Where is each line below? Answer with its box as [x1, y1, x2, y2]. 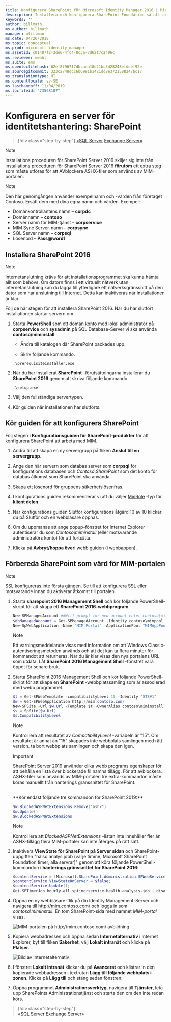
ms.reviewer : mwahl [5, 55, 47, 60]
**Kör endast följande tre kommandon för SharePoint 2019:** [12, 794, 144, 800]
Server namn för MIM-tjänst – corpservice [12, 220, 102, 226]
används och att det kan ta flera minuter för [62, 648, 154, 654]
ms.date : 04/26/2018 [5, 36, 49, 41]
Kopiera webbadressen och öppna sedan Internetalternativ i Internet [12, 933, 158, 939]
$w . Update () [12, 809, 38, 814]
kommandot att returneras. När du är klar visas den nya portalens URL [12, 653, 160, 659]
